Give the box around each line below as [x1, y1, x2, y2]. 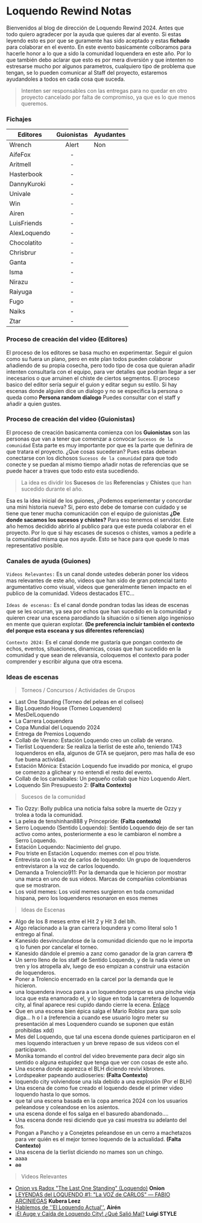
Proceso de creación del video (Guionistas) [6, 415, 136, 423]
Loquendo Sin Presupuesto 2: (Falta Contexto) [14, 782, 132, 789]
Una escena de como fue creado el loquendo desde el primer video [14, 1084, 183, 1092]
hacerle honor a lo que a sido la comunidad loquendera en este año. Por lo [6, 49, 192, 57]
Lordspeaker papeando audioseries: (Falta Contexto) [14, 1072, 148, 1079]
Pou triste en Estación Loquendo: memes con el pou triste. [14, 850, 161, 857]
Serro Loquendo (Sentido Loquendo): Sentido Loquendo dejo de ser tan [14, 824, 194, 831]
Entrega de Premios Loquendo [14, 731, 91, 738]
